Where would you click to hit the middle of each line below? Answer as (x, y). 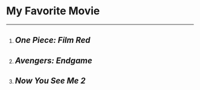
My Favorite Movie (53, 11)
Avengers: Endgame (53, 60)
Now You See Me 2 (50, 81)
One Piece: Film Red (52, 40)
